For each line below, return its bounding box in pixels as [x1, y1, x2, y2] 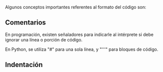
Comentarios [5, 18, 46, 27]
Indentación [5, 61, 43, 69]
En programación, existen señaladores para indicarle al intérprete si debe [5, 32, 154, 37]
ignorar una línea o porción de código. [5, 36, 83, 42]
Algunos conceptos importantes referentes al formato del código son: [5, 4, 147, 10]
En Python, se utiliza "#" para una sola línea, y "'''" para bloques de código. [5, 46, 159, 52]
